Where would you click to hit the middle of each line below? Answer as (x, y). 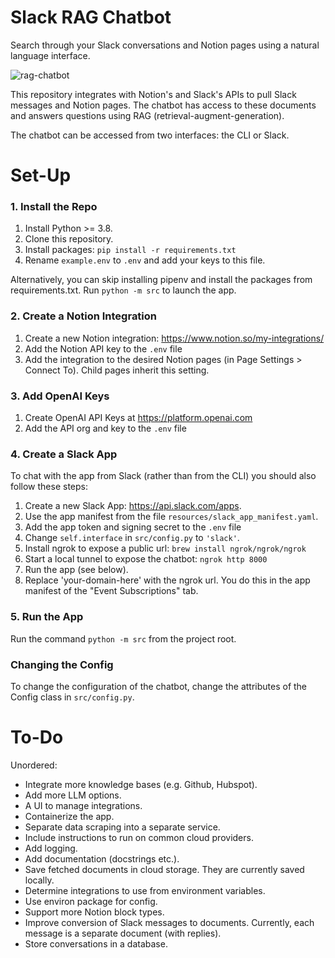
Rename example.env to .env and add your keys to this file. (145, 260)
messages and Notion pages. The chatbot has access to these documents (163, 105)
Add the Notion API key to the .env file (103, 348)
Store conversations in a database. (96, 943)
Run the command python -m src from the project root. (123, 638)
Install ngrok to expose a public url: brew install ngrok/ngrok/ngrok (165, 548)
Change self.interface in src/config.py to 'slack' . (132, 538)
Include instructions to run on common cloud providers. (139, 837)
